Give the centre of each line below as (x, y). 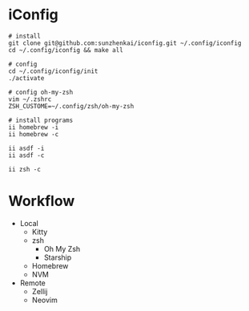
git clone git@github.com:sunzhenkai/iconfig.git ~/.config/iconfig (125, 43)
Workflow (42, 201)
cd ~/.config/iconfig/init (53, 71)
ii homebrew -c (34, 134)
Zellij (40, 291)
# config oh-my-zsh (41, 92)
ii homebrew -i (34, 127)
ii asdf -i (26, 148)
